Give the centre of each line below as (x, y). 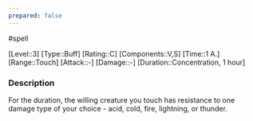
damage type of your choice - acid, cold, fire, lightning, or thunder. (118, 108)
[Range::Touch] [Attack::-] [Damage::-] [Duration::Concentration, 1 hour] (127, 62)
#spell (18, 38)
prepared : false (35, 16)
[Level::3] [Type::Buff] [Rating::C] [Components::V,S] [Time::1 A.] (114, 53)
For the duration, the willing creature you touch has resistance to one (122, 100)
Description (32, 83)
